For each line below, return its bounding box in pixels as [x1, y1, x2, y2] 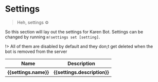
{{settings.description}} [53, 69, 109, 76]
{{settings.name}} [7, 69, 50, 76]
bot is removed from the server [5, 49, 67, 54]
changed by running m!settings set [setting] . [5, 34, 100, 40]
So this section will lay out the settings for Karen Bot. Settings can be [5, 29, 143, 34]
